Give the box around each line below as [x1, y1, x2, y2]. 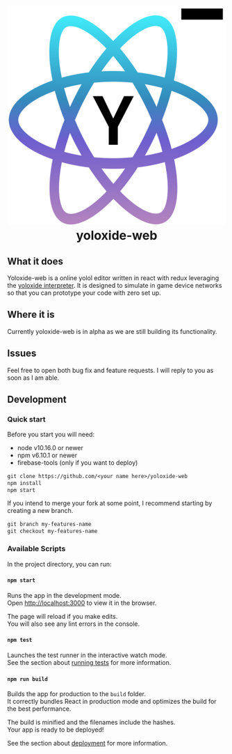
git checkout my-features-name [7, 528, 98, 535]
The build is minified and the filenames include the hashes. [7, 718, 176, 727]
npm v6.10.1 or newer [17, 451, 78, 460]
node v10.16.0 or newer [17, 444, 83, 452]
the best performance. [7, 705, 72, 713]
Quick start [7, 414, 47, 424]
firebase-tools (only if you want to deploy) [17, 459, 138, 467]
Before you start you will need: [7, 430, 95, 439]
